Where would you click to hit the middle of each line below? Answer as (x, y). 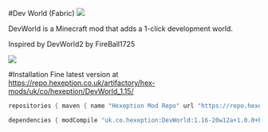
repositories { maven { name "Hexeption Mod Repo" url (101, 106)
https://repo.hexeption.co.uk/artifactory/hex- (82, 83)
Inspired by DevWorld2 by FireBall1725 (72, 44)
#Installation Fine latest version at (63, 74)
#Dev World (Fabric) (41, 13)
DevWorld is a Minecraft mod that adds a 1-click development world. (121, 29)
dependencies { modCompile (53, 120)
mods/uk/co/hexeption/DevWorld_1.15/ (71, 91)
